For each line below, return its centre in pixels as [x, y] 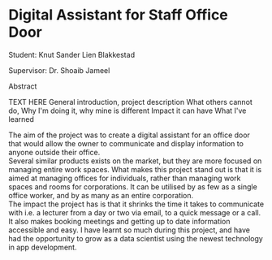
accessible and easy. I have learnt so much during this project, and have [129, 230]
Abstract [23, 86]
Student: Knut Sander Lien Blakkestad [72, 54]
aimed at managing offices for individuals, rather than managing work [125, 178]
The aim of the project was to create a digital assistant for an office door [129, 135]
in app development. [43, 247]
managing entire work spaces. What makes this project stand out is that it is [135, 169]
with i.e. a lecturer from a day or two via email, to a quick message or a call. [135, 212]
